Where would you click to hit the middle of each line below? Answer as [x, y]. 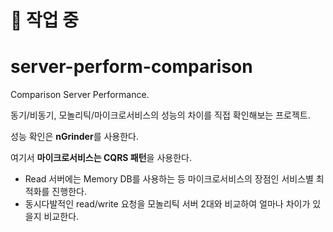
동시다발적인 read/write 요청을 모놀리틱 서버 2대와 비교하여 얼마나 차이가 [167, 204]
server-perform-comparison [131, 67]
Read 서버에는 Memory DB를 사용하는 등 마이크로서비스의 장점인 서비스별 [169, 179]
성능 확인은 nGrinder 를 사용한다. [75, 137]
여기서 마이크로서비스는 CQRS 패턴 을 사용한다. [101, 158]
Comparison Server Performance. [80, 95]
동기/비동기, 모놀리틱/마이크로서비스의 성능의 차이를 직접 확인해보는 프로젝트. [160, 115]
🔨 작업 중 [44, 20]
